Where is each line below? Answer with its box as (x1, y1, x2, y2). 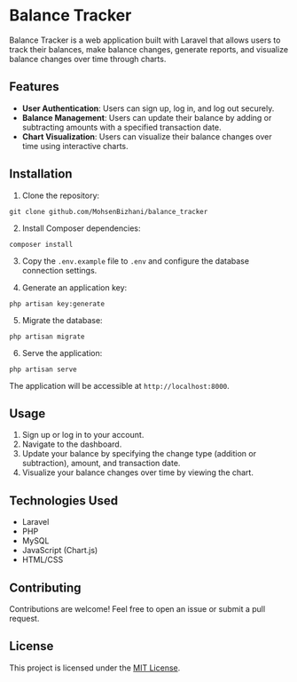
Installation (9, 166, 73, 182)
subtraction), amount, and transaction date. (21, 458, 181, 469)
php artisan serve (9, 365, 77, 374)
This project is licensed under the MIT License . (9, 662, 181, 673)
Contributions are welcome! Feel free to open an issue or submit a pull (9, 604, 266, 614)
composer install (9, 240, 74, 249)
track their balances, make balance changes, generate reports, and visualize (9, 44, 289, 54)
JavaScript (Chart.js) (21, 545, 98, 556)
